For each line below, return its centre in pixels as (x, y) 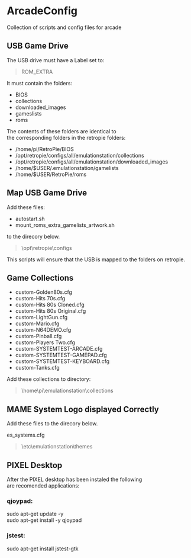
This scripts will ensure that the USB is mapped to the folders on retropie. (96, 259)
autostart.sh (30, 219)
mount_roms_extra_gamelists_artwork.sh (65, 225)
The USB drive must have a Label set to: (56, 60)
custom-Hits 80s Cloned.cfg (50, 305)
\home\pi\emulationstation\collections (67, 391)
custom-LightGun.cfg (41, 318)
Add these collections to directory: (49, 379)
